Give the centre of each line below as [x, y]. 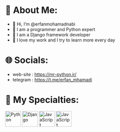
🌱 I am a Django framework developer [51, 34]
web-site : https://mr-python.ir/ [44, 74]
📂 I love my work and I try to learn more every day [64, 40]
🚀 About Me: [31, 10]
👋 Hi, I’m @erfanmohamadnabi [44, 24]
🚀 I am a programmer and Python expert [54, 29]
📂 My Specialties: [42, 100]
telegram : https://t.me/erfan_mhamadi [52, 79]
